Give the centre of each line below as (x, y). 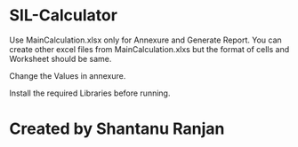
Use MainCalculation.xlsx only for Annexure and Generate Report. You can (145, 40)
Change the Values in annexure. (68, 75)
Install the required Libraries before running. (90, 93)
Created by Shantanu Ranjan (117, 129)
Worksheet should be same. (60, 58)
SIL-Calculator (64, 15)
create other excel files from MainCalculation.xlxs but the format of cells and (149, 49)
